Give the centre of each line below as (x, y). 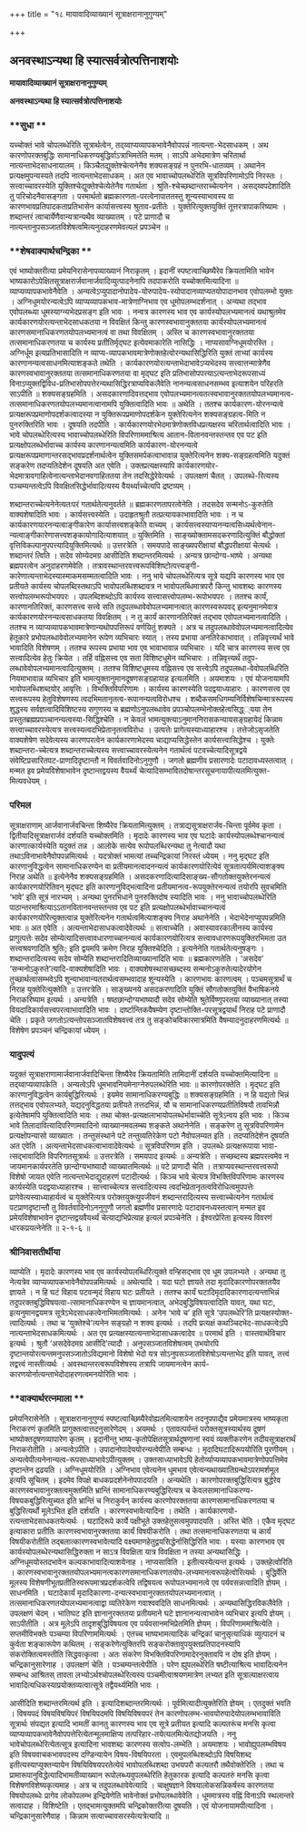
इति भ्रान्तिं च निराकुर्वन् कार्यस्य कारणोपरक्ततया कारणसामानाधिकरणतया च (171, 1500)
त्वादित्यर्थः (24, 1323)
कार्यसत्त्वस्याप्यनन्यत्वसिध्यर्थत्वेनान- (226, 525)
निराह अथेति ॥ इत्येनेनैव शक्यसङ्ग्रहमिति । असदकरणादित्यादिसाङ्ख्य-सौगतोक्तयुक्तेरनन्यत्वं (140, 876)
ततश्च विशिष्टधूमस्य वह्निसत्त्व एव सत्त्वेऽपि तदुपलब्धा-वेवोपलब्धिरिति (196, 669)
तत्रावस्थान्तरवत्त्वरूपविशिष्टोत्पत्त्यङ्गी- (146, 566)
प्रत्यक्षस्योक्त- (274, 1313)
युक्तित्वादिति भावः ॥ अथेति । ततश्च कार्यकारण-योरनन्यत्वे (202, 404)
